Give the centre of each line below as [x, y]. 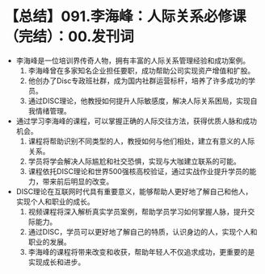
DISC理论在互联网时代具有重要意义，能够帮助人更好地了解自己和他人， [134, 191]
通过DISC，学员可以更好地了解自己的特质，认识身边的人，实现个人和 [143, 231]
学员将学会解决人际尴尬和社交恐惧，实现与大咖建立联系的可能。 [134, 161]
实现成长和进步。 [57, 262]
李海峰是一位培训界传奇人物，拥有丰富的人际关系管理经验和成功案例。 [133, 60]
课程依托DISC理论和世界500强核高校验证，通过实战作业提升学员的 [139, 171]
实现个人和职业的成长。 [55, 201]
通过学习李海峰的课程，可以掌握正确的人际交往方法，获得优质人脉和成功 [136, 121]
